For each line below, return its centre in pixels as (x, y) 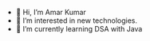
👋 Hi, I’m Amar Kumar (51, 12)
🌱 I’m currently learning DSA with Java (79, 29)
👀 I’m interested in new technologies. (77, 20)
